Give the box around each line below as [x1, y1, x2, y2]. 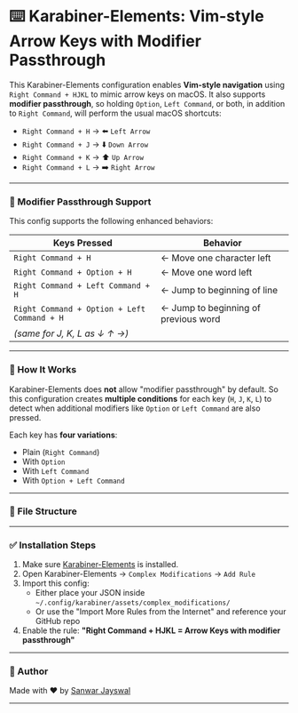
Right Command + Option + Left [13, 304, 146, 315]
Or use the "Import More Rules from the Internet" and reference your [35, 606, 286, 617]
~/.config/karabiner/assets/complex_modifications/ [35, 598, 231, 608]
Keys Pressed [52, 236, 113, 249]
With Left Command [21, 465, 90, 476]
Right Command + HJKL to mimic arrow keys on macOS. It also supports [9, 89, 266, 100]
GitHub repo [35, 616, 81, 627]
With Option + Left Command [21, 475, 126, 485]
